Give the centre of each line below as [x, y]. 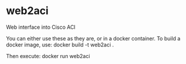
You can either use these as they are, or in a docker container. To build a [93, 38]
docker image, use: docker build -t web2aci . [60, 45]
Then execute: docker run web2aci [48, 56]
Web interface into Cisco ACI [41, 27]
